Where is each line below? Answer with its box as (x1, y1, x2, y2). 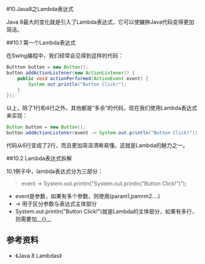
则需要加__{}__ (15, 216, 52, 222)
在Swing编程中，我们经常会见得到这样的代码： (6, 52, 124, 59)
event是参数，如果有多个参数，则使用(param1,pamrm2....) (15, 193, 160, 200)
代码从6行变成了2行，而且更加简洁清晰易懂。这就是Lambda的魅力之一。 (6, 142, 189, 148)
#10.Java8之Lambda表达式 (6, 5, 74, 12)
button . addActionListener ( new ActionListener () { (6, 70, 135, 76)
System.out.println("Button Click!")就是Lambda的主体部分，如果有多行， (15, 208, 198, 215)
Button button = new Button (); (6, 124, 86, 130)
